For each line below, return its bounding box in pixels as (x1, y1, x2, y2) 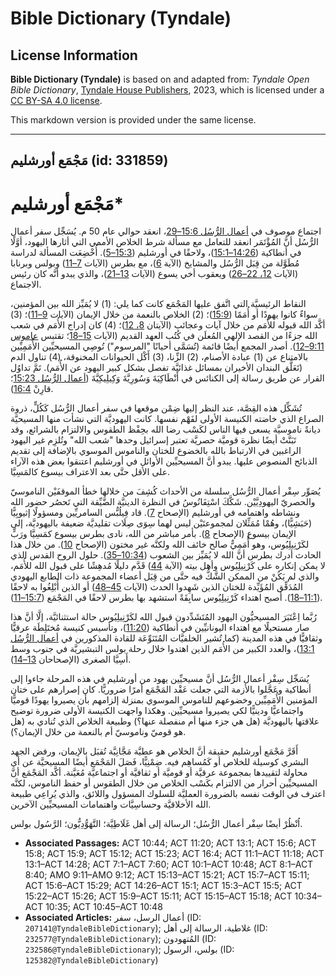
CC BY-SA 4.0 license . (10, 95, 103, 106)
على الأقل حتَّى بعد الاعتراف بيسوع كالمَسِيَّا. (10, 466, 171, 478)
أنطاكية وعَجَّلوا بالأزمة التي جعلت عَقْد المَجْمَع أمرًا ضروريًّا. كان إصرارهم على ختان (10, 683, 312, 696)
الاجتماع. (10, 278, 42, 291)
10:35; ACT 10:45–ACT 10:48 (45, 901, 163, 913)
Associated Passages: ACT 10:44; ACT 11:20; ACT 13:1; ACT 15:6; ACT (24, 837, 317, 849)
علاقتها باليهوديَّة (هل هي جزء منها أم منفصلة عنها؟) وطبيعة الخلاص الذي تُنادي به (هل (10, 715, 320, 727)
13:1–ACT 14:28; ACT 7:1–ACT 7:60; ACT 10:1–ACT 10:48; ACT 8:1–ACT (24, 858, 314, 871)
